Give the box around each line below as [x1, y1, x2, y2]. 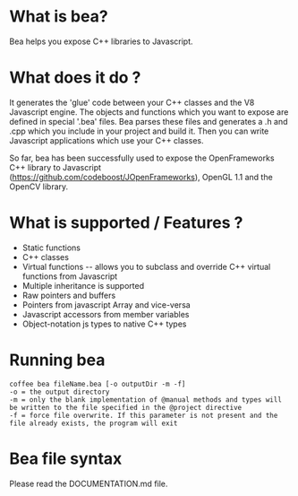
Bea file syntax [9, 448, 123, 468]
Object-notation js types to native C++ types [21, 318, 187, 329]
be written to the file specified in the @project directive [9, 403, 243, 412]
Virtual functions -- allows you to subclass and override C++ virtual [21, 261, 271, 272]
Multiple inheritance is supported [21, 280, 145, 291]
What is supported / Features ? [9, 213, 243, 233]
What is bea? [9, 6, 109, 27]
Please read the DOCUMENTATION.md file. [9, 478, 168, 489]
